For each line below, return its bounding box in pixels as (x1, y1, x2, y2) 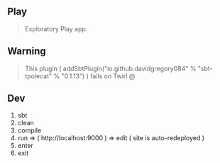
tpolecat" (24, 71, 52, 80)
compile (17, 126, 41, 135)
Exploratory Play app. (24, 24, 88, 33)
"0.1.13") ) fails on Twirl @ (61, 71, 136, 80)
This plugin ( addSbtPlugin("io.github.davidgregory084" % (24, 64, 197, 73)
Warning (7, 46, 46, 58)
